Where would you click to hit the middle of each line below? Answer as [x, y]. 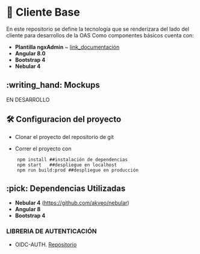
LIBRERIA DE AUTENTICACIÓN [52, 231]
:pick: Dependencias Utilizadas [66, 188]
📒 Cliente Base [43, 12]
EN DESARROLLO [28, 99]
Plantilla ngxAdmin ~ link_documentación [67, 47]
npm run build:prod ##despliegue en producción [78, 170]
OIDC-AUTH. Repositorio [46, 244]
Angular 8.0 [30, 53]
